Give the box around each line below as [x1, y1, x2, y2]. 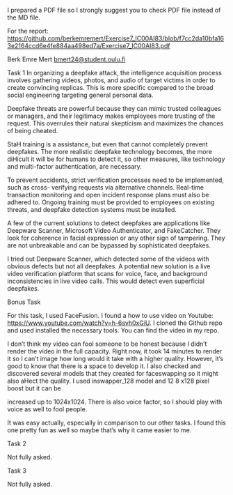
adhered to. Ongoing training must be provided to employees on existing [7, 198, 215, 206]
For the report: [7, 27, 49, 35]
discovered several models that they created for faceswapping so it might [7, 370, 218, 377]
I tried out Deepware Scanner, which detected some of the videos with [7, 254, 210, 263]
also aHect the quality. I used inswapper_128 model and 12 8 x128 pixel [7, 376, 210, 385]
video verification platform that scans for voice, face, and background [7, 270, 207, 277]
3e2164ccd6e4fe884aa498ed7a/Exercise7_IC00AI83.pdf [7, 42, 170, 49]
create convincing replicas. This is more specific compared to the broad [7, 84, 214, 91]
